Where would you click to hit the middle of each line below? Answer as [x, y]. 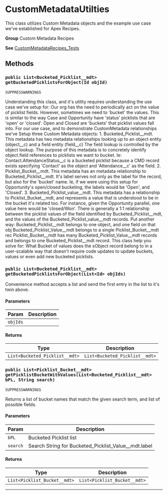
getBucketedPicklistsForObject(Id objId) [56, 82]
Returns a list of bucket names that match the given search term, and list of [82, 399]
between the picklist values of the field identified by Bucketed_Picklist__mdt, [84, 214]
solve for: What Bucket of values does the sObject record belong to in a [79, 246]
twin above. [17, 289]
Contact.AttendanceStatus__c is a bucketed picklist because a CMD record [82, 160]
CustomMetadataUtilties [57, 9]
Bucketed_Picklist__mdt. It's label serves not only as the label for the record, [84, 176]
